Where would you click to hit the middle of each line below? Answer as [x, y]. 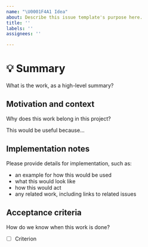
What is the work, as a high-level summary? [60, 86]
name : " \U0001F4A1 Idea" [37, 12]
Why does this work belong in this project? [59, 118]
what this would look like [45, 181]
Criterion [26, 239]
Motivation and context [50, 104]
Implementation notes [48, 149]
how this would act [38, 187]
